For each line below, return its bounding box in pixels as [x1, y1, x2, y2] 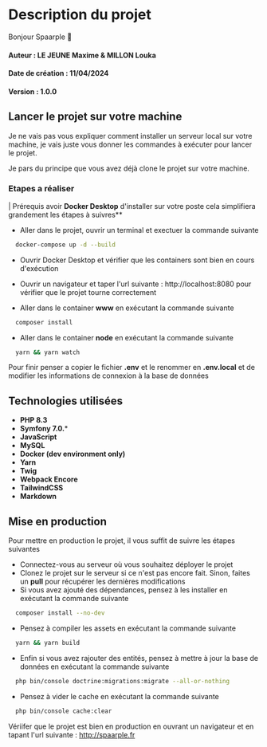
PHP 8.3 [19, 415, 48, 425]
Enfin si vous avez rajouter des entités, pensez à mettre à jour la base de [19, 653, 259, 662]
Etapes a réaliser [8, 183, 75, 195]
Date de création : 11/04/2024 [8, 69, 109, 78]
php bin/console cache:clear [15, 707, 112, 715]
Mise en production [8, 514, 108, 528]
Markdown [19, 492, 57, 501]
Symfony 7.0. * [19, 424, 69, 434]
